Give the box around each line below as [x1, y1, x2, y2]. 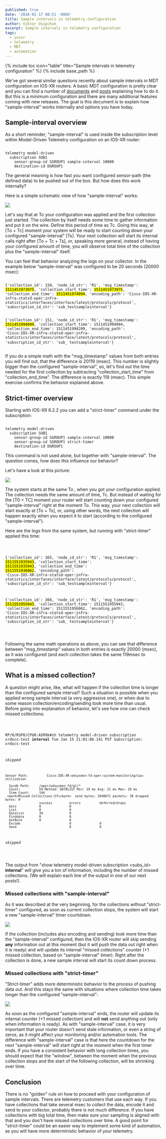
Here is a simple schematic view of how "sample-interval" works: [5, 192, 139, 199]
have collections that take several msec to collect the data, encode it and [5, 1102, 154, 1108]
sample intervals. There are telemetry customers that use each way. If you [5, 1096, 157, 1102]
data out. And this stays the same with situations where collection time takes [5, 986, 162, 992]
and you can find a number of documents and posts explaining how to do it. [5, 88, 160, 94]
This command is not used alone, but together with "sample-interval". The [5, 453, 156, 459]
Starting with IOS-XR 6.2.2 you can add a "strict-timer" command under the [5, 407, 160, 413]
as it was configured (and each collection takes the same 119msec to [5, 651, 146, 657]
